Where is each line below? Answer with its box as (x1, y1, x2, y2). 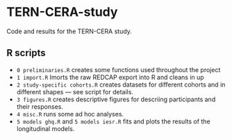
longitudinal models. (16, 124, 75, 132)
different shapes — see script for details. (16, 87, 133, 96)
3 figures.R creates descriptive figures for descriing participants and (16, 95, 216, 103)
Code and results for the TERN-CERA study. (6, 27, 133, 35)
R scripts (6, 47, 46, 59)
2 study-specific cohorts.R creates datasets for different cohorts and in (16, 80, 226, 89)
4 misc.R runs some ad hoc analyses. (16, 110, 124, 118)
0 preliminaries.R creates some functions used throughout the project (16, 65, 221, 73)
